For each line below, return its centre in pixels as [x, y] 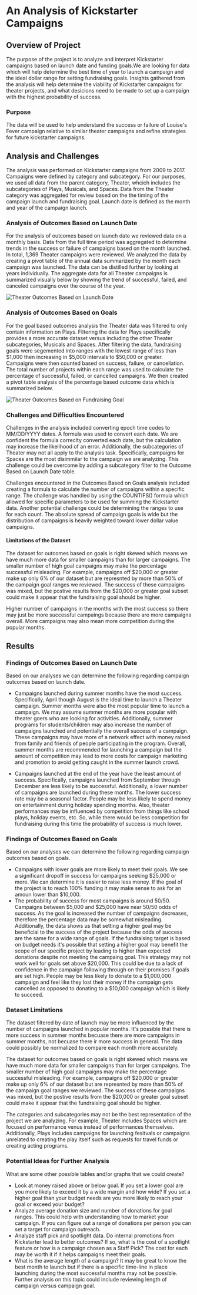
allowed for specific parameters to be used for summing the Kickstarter [93, 502]
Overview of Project [44, 45]
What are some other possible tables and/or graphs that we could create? [95, 1174]
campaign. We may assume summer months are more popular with [96, 712]
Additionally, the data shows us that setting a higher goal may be [93, 926]
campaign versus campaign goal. [55, 1286]
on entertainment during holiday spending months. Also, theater [92, 805]
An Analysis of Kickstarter [72, 11]
